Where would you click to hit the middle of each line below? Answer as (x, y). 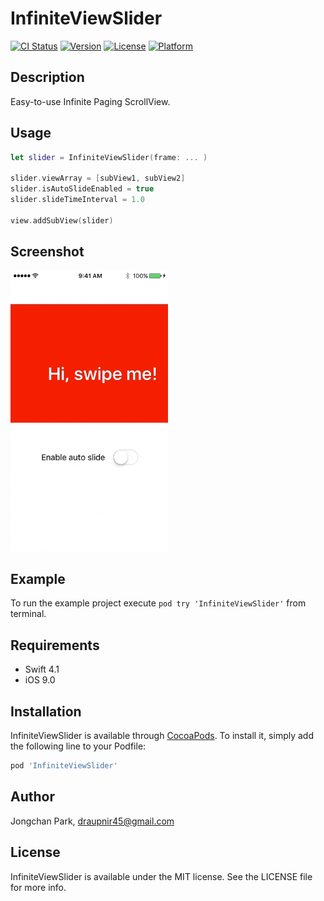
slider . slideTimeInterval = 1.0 (77, 200)
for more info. (38, 887)
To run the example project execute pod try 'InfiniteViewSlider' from (158, 603)
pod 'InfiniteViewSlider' (64, 766)
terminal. (28, 614)
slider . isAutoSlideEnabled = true (82, 189)
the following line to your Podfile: (78, 746)
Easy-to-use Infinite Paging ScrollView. (90, 101)
